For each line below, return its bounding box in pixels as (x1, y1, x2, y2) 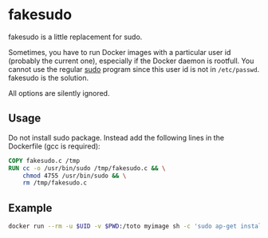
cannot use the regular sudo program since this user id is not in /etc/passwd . (8, 64, 260, 73)
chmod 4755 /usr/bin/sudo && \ (22, 172, 127, 180)
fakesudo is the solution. (8, 73, 89, 82)
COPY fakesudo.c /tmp (8, 157, 81, 165)
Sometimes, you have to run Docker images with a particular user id (8, 47, 231, 57)
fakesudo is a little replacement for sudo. (8, 32, 143, 42)
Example (8, 201, 53, 215)
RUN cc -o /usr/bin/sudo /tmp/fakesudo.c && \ (8, 164, 166, 173)
